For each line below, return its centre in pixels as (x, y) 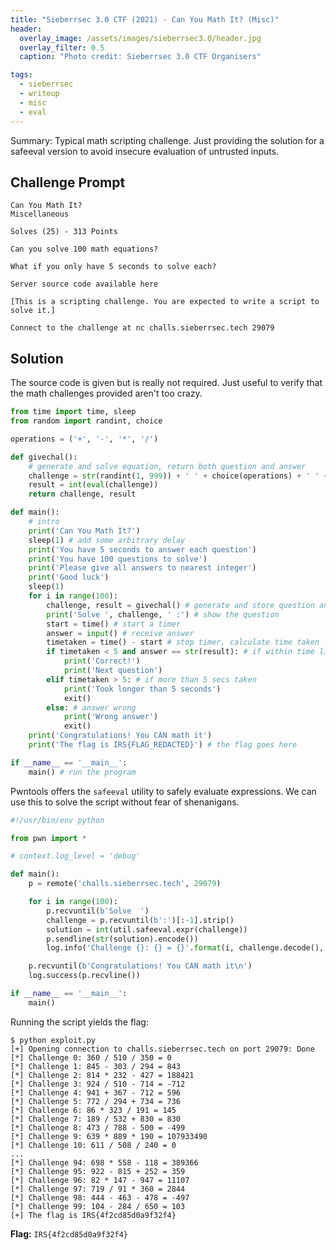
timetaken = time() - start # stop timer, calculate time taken (183, 642)
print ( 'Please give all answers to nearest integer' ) (142, 568)
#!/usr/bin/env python (57, 820)
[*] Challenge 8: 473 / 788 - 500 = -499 (98, 1127)
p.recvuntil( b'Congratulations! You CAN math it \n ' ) (140, 966)
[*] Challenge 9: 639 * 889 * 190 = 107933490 (109, 1136)
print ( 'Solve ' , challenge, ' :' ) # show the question (163, 614)
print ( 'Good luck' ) (69, 577)
